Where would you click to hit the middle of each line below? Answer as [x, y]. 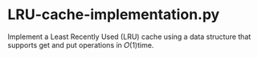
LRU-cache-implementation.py [114, 15]
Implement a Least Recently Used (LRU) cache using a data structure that [129, 37]
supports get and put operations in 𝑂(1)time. [81, 44]
